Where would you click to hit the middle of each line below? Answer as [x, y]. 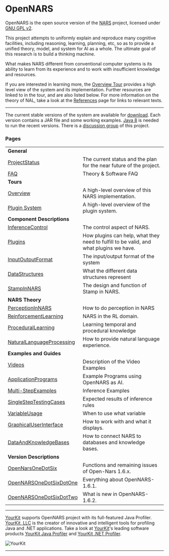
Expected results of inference [117, 399]
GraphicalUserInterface [35, 425]
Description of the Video [111, 362]
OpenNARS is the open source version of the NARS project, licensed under [83, 23]
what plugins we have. [109, 248]
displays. [93, 428]
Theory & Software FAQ [110, 174]
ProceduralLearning [31, 327]
